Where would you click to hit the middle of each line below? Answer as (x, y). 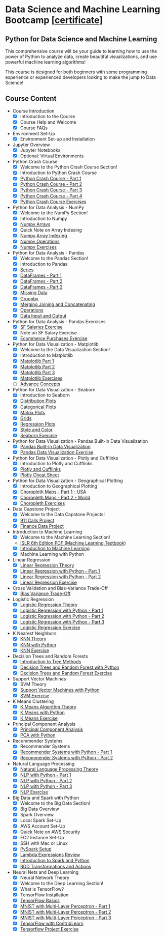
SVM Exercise (35, 695)
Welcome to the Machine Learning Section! (65, 537)
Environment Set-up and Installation (57, 139)
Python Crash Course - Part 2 (51, 184)
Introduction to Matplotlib (47, 355)
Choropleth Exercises (43, 503)
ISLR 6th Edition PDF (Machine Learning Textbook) (73, 543)
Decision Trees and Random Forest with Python (70, 667)
